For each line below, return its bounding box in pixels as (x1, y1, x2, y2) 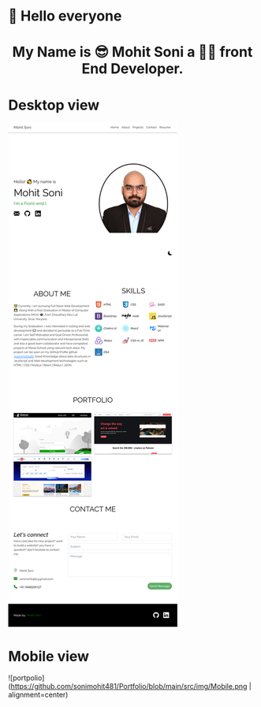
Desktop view (8, 96, 100, 113)
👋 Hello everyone (8, 7, 122, 25)
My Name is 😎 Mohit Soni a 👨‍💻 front (12, 43, 253, 61)
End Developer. (81, 60, 184, 78)
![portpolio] (8, 673, 45, 683)
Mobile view (8, 647, 89, 665)
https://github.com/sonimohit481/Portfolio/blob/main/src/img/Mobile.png (10, 682, 248, 691)
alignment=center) (8, 690, 69, 700)
